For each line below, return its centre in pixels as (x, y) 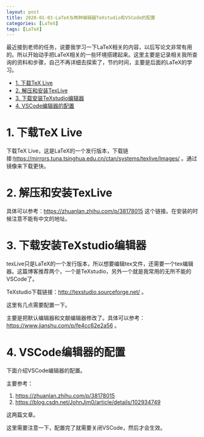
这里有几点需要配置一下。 (38, 305)
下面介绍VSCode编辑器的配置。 (46, 370)
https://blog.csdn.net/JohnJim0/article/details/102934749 (88, 402)
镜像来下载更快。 (28, 166)
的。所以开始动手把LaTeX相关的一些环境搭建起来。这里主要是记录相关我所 (100, 55)
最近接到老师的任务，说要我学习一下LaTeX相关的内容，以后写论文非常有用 (100, 47)
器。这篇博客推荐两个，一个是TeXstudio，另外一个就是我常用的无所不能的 (99, 272)
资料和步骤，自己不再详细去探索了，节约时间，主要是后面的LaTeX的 (102, 62)
